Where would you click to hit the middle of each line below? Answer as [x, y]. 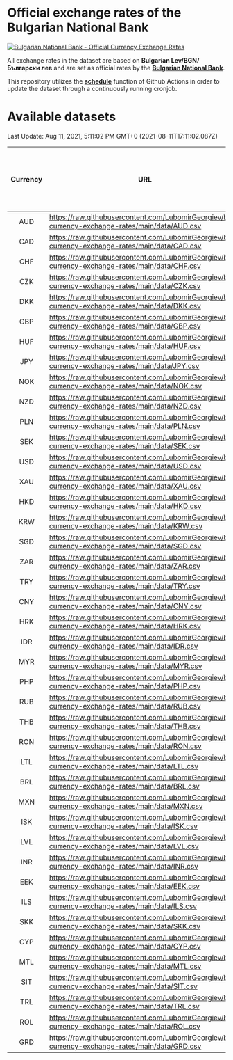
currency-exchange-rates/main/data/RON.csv [126, 746]
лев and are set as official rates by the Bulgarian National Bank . [133, 68]
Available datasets [62, 117]
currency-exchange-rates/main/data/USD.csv [125, 466]
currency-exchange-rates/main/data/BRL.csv [124, 786]
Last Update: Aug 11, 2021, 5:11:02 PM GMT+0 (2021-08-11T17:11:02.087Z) [113, 136]
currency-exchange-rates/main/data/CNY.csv [126, 606]
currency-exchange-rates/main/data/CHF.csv [125, 266]
